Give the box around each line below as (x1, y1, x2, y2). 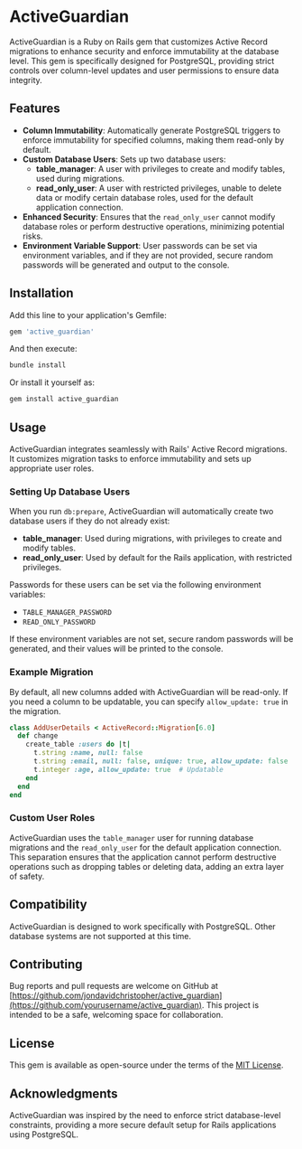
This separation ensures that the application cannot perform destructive (9, 852, 277, 862)
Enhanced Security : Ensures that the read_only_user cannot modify (22, 211, 276, 222)
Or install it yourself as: (9, 377, 95, 388)
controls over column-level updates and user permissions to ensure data (9, 65, 279, 76)
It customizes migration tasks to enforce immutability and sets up (9, 454, 252, 464)
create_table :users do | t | (25, 739, 131, 749)
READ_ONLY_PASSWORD (22, 617, 96, 627)
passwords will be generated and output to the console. (22, 259, 230, 270)
